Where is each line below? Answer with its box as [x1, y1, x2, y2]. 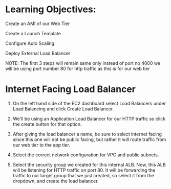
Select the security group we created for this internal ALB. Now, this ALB [12, 161, 166, 168]
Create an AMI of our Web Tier [5, 20, 70, 27]
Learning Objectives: [5, 4, 96, 15]
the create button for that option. [12, 121, 82, 127]
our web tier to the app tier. [12, 141, 71, 148]
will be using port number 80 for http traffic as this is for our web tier [5, 65, 150, 72]
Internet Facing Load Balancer [5, 83, 136, 95]
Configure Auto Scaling [5, 40, 55, 46]
